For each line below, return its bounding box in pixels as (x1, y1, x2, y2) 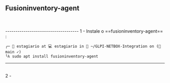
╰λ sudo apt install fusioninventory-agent (5, 54, 99, 59)
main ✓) (5, 49, 22, 54)
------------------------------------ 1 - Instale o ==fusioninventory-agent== (5, 28, 163, 34)
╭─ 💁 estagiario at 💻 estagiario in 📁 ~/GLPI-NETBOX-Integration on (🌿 (5, 44, 161, 49)
